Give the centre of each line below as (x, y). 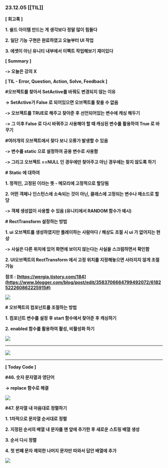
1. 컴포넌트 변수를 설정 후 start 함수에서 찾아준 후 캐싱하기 (61, 318)
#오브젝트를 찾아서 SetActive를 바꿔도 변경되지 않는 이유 (60, 92)
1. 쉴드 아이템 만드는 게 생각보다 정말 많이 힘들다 (51, 30)
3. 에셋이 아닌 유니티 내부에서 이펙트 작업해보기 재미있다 (59, 51)
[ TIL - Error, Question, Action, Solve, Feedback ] (56, 81)
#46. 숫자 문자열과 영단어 (30, 377)
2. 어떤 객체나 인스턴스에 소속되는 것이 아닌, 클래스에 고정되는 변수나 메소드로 (79, 194)
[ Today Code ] (21, 367)
